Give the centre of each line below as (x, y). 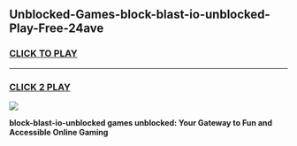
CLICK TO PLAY (43, 54)
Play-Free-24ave (57, 29)
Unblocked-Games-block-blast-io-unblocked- (140, 15)
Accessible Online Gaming (59, 132)
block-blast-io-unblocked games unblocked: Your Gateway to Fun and (141, 122)
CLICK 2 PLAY (40, 87)
